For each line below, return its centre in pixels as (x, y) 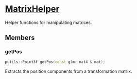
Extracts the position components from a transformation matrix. (68, 71)
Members (20, 38)
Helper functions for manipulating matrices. (49, 22)
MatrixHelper (32, 9)
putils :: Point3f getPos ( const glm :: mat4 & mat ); (55, 62)
